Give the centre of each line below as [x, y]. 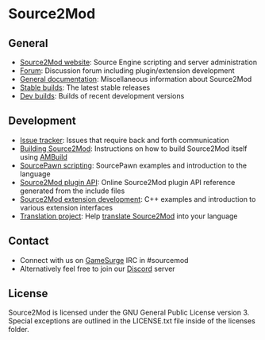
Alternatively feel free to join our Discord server [98, 269]
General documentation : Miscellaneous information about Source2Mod [136, 79]
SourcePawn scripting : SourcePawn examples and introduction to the [133, 165]
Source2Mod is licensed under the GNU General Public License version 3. [129, 313]
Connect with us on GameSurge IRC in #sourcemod [104, 260]
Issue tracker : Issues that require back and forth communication [125, 140]
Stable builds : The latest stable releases [85, 87]
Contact [29, 241]
